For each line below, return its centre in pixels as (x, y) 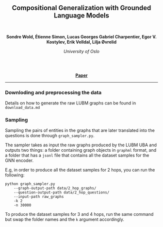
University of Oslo (81, 51)
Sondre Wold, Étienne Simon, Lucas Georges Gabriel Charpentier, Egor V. (81, 36)
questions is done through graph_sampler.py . (50, 136)
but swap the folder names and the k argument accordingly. (65, 219)
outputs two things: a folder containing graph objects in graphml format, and (81, 150)
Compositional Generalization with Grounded (81, 8)
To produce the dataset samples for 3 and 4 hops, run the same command (79, 214)
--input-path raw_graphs (39, 197)
